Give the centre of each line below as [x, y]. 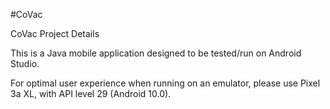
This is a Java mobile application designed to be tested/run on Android [156, 53]
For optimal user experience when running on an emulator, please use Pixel [165, 83]
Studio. [25, 63]
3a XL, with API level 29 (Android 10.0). [91, 93]
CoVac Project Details [55, 33]
